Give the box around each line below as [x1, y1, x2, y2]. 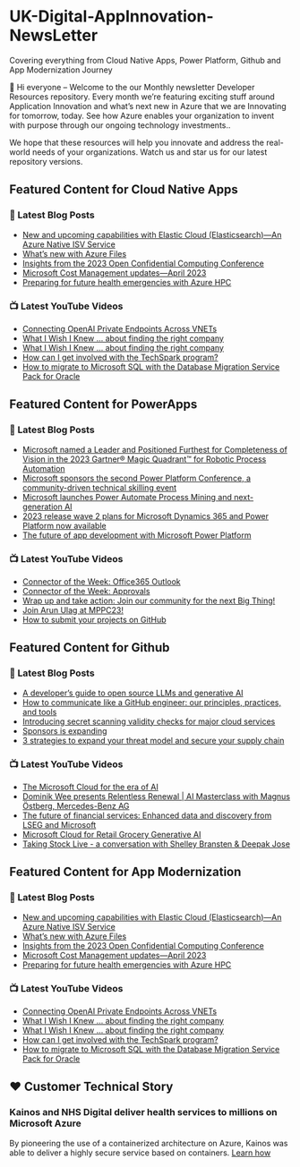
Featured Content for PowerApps [9, 396, 198, 413]
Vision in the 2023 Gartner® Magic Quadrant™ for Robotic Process [21, 454, 267, 464]
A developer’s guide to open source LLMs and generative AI [21, 687, 244, 698]
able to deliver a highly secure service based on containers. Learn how [9, 1147, 271, 1158]
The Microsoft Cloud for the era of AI [21, 781, 159, 792]
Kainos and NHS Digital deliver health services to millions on [9, 1106, 278, 1119]
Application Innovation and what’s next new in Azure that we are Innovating [9, 100, 287, 111]
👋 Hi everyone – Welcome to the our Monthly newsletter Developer [9, 81, 255, 92]
